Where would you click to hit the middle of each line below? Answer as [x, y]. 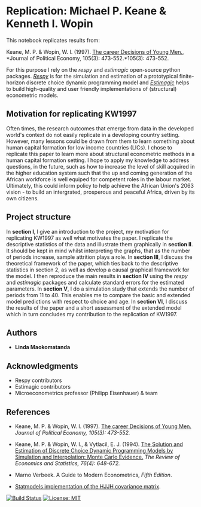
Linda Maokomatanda [42, 347]
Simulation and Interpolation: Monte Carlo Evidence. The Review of [98, 457]
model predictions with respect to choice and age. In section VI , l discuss [97, 301]
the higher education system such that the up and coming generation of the [99, 173]
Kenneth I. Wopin [50, 24]
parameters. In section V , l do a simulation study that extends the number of [100, 289]
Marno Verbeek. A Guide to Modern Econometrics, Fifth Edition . [93, 475]
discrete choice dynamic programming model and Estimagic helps [108, 83]
